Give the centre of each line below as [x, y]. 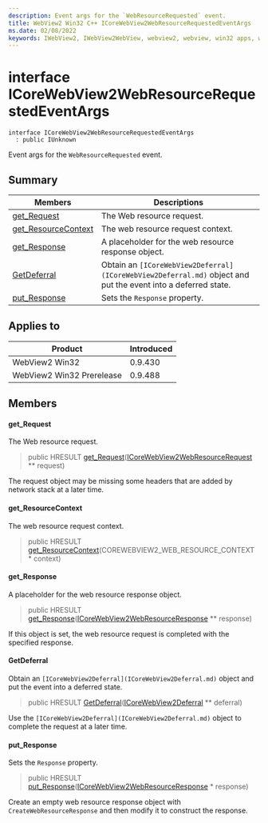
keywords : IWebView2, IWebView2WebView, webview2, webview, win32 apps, [132, 38]
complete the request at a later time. [68, 727]
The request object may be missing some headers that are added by [120, 481]
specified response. [41, 642]
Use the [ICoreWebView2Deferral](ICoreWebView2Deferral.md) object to [125, 718]
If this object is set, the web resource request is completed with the [119, 633]
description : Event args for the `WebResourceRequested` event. [117, 16]
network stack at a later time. [56, 489]
